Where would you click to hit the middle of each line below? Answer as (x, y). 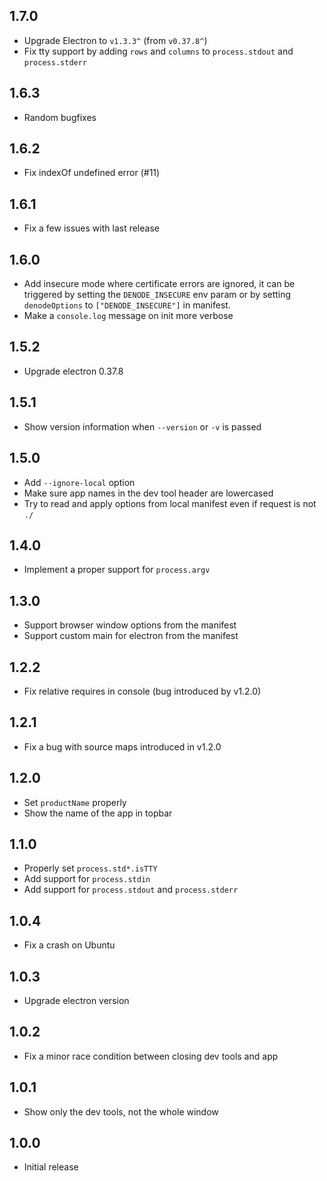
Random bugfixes (60, 117)
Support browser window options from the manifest (130, 625)
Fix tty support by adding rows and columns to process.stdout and (158, 51)
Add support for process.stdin (87, 879)
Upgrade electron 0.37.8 (73, 371)
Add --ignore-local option (79, 482)
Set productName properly (75, 802)
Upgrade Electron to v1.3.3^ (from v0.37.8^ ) (115, 40)
